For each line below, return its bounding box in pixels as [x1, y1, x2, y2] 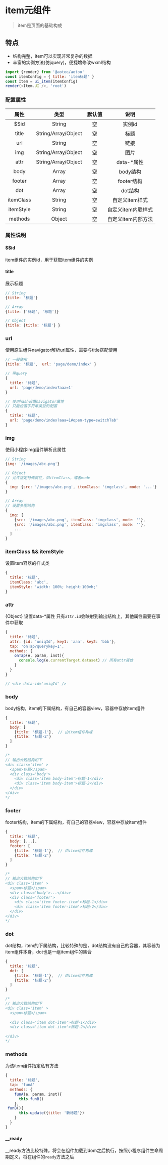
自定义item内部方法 [107, 216, 153, 223]
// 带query [5, 371, 28, 376]
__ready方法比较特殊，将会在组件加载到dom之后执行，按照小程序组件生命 [5, 1147, 159, 1153]
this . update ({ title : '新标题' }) [18, 1110, 85, 1116]
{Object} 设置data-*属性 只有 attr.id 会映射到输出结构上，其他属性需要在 [5, 613, 156, 619]
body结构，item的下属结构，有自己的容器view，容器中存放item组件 [5, 705, 145, 711]
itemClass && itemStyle [5, 548, 64, 555]
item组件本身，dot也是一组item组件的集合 [5, 949, 92, 955]
